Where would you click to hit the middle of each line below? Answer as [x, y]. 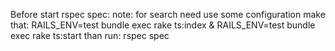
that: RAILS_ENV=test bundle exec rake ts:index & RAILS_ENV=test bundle [163, 25]
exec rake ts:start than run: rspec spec [90, 35]
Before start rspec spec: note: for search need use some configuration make [168, 14]
